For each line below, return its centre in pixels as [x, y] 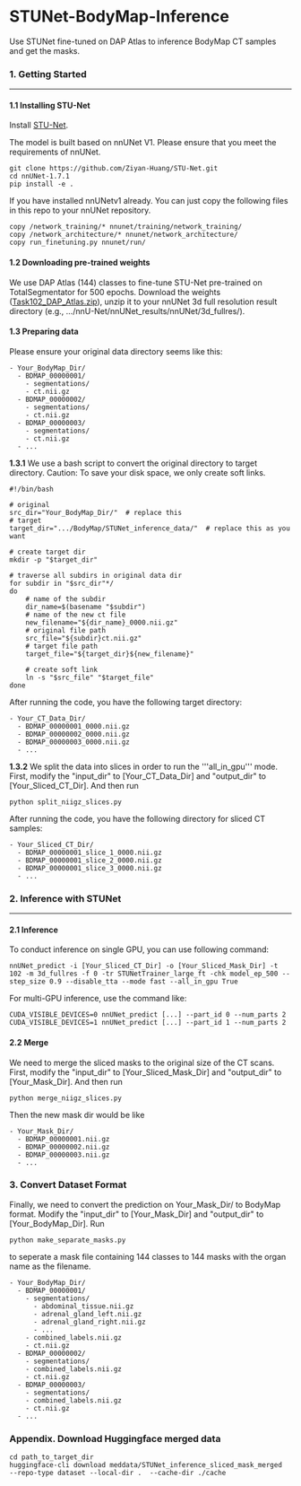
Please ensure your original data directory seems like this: [116, 351]
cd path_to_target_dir [52, 1457]
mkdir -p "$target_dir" [54, 559]
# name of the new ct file [76, 615]
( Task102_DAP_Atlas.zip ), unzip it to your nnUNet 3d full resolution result [143, 302]
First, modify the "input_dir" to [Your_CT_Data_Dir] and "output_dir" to [138, 776]
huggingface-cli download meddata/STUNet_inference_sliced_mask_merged [146, 1465]
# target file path [62, 646]
